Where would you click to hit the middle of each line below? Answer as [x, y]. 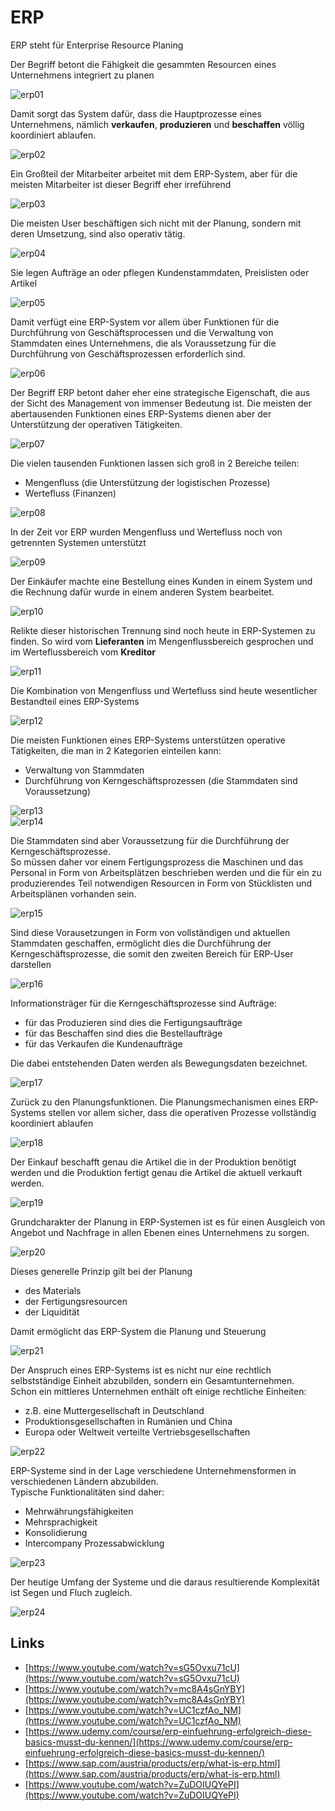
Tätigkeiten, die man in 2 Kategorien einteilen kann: [116, 750]
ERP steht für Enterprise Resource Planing [97, 45]
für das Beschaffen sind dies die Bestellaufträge [123, 1033]
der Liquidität [52, 1312]
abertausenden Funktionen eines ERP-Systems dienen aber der [141, 413]
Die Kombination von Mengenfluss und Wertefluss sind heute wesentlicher [164, 690]
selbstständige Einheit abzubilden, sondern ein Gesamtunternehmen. [152, 1380]
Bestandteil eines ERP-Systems [75, 701]
